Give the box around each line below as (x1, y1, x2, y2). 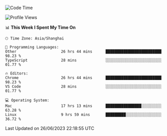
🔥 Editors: (5, 71, 28, 76)
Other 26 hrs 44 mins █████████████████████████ (5, 49, 162, 54)
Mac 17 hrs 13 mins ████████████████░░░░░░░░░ (5, 103, 162, 108)
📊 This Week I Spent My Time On (5, 24, 76, 30)
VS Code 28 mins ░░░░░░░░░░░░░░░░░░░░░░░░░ (5, 84, 162, 89)
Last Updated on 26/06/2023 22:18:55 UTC (5, 125, 95, 131)
